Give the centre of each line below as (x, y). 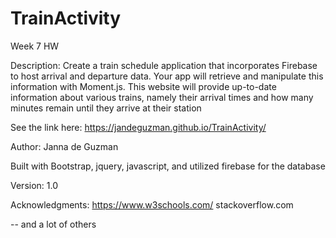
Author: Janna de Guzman (64, 146)
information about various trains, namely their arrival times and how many (162, 97)
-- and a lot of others (53, 224)
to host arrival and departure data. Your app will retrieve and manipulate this (167, 76)
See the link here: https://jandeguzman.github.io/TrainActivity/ (138, 127)
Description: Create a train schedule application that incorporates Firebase (164, 65)
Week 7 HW (35, 46)
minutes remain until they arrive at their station (106, 108)
